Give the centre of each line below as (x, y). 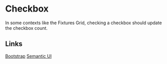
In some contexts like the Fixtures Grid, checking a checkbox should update (83, 23)
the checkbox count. (26, 28)
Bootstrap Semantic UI (28, 56)
